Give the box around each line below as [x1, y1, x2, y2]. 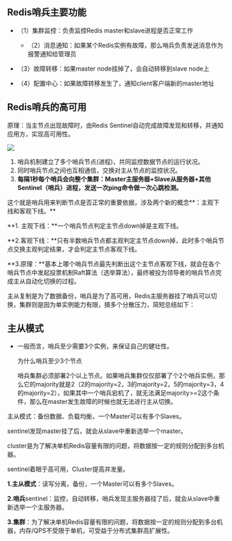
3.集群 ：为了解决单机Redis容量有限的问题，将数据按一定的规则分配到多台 [7, 518, 217, 526]
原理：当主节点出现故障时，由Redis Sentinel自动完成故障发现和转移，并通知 [7, 121, 224, 130]
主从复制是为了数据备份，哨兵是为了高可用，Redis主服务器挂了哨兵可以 [7, 292, 211, 300]
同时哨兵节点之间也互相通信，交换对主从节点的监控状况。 [17, 166, 181, 175]
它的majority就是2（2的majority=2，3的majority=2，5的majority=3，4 [23, 380, 224, 389]
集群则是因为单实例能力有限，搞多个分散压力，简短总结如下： [19, 300, 195, 308]
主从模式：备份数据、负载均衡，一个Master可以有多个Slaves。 [7, 412, 186, 420]
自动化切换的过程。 [25, 276, 80, 285]
